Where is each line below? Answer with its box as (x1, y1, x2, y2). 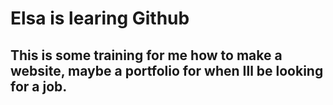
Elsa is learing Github (10, 7, 190, 30)
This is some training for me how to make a (10, 47, 283, 64)
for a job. (10, 78, 68, 95)
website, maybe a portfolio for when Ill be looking (10, 62, 324, 79)
